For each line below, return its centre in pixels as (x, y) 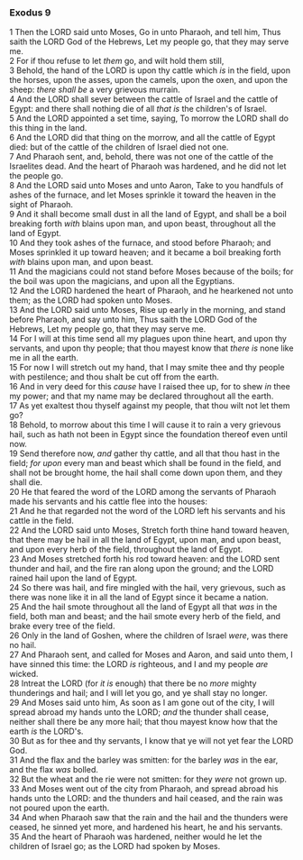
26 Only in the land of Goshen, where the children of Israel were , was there (149, 636)
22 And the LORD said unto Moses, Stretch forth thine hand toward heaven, (150, 530)
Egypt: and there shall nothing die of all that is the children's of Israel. (138, 109)
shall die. (26, 482)
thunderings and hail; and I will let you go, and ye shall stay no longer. (138, 693)
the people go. (37, 176)
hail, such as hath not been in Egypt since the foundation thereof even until (149, 435)
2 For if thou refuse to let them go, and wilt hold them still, (117, 61)
